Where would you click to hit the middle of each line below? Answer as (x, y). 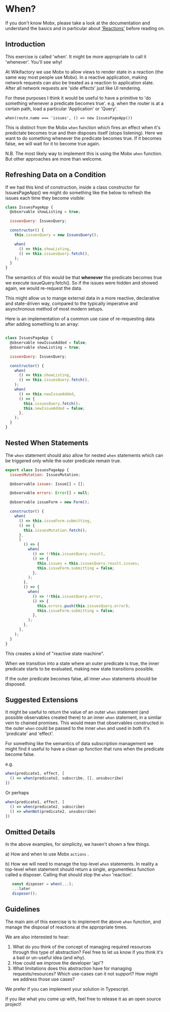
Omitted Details (30, 832)
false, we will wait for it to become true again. (53, 143)
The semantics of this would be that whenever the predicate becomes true (84, 278)
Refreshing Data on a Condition (56, 175)
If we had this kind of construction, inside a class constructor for (73, 187)
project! (13, 1004)
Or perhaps (17, 792)
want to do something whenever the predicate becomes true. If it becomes (83, 138)
